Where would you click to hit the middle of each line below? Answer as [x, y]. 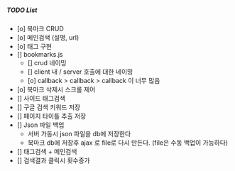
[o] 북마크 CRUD [40, 28]
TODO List [22, 10]
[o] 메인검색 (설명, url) [48, 37]
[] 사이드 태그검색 [41, 98]
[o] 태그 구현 [34, 46]
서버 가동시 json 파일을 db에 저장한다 [79, 133]
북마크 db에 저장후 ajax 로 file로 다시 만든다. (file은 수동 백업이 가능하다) [128, 143]
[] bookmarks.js [40, 54]
